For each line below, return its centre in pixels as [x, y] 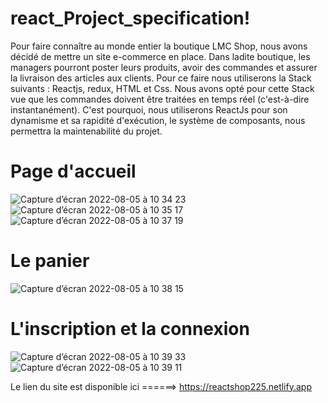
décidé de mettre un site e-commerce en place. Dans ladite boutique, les [160, 56]
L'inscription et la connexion [130, 329]
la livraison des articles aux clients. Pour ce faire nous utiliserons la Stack [161, 78]
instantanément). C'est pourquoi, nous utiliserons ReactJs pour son [149, 109]
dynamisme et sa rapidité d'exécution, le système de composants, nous [158, 120]
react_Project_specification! [130, 18]
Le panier [50, 261]
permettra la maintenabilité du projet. [86, 131]
